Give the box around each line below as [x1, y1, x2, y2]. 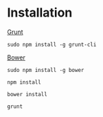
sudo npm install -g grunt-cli [7, 41, 97, 48]
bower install [7, 91, 48, 98]
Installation [7, 5, 73, 21]
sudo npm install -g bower [7, 66, 84, 73]
